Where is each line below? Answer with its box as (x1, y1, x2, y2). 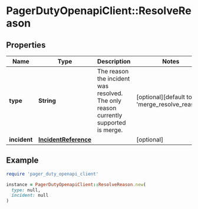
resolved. (97, 89, 123, 97)
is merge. (97, 126, 123, 134)
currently (97, 112, 123, 119)
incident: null (11, 193, 49, 198)
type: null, (11, 187, 41, 193)
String (38, 97, 56, 105)
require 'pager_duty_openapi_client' (6, 171, 99, 177)
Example (6, 156, 39, 166)
